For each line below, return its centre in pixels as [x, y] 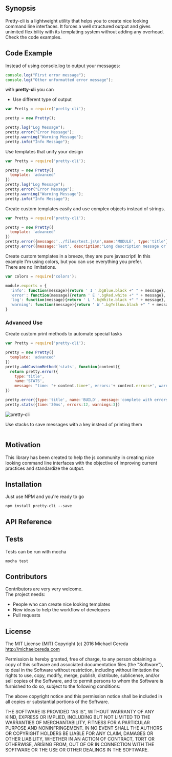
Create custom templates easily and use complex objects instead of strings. [85, 208]
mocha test [17, 561]
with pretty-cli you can [30, 90]
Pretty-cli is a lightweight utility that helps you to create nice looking [77, 21]
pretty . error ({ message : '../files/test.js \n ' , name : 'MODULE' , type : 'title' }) [88, 242]
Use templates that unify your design [44, 151]
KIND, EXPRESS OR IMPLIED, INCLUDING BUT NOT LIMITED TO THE [78, 717]
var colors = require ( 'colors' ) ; [41, 276]
